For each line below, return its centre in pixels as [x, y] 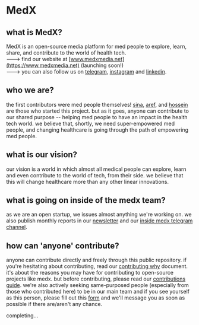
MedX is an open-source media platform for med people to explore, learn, [97, 46]
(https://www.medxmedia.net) [43, 65]
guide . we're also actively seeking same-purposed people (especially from [97, 285]
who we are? [30, 90]
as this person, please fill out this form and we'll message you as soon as [96, 298]
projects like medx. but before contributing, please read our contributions [96, 279]
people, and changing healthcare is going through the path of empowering [97, 130]
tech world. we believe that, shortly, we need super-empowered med [91, 123]
